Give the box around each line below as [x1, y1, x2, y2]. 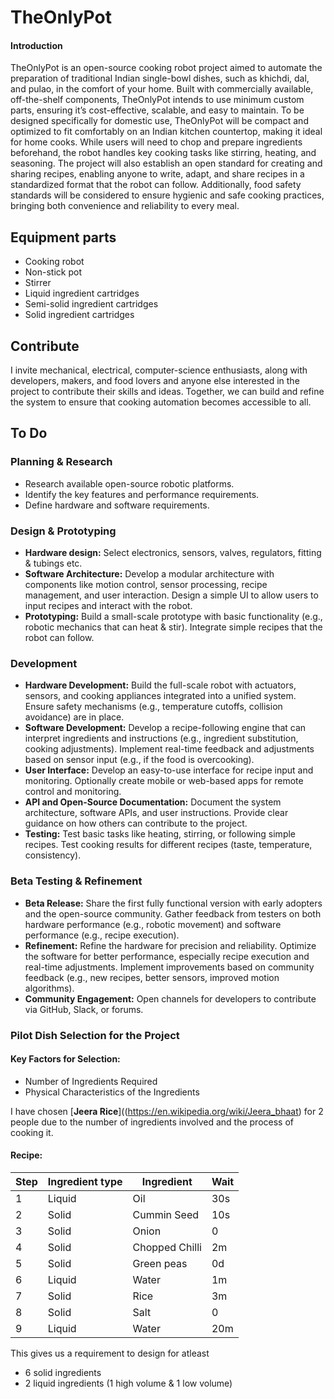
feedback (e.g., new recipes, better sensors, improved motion [24, 971, 280, 983]
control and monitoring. [24, 786, 122, 798]
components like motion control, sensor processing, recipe [24, 579, 268, 590]
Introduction [10, 39, 63, 51]
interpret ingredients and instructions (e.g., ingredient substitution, [24, 732, 299, 745]
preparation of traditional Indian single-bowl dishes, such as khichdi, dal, [10, 72, 310, 85]
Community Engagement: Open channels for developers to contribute [24, 992, 317, 1005]
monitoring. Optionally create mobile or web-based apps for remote [24, 775, 304, 787]
